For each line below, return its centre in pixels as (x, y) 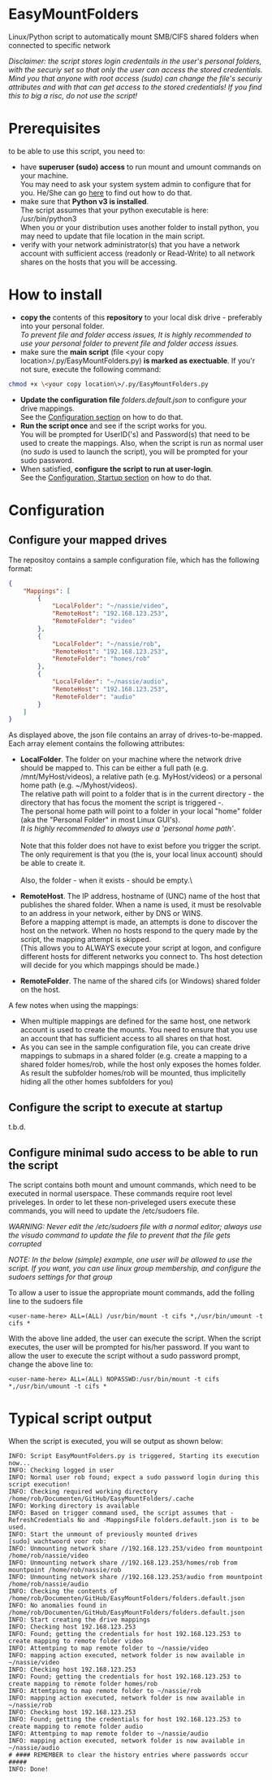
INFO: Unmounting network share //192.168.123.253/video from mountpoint (136, 1548)
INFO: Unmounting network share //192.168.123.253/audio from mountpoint (136, 1577)
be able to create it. (52, 863)
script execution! (39, 1484)
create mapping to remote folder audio (76, 1726)
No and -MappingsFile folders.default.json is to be (168, 1520)
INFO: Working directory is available (74, 1506)
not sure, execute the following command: (91, 369)
